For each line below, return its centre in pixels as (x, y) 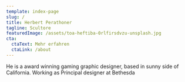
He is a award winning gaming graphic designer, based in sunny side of (92, 66)
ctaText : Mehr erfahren (40, 45)
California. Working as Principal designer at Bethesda (70, 72)
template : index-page (33, 11)
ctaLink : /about (31, 50)
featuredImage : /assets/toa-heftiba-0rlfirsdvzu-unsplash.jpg (84, 33)
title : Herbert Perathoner (39, 22)
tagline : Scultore (28, 28)
